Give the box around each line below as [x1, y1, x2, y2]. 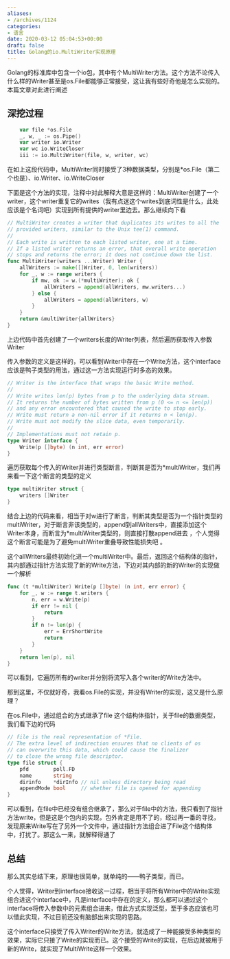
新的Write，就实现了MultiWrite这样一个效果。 [7, 945, 135, 953]
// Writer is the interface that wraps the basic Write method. [7, 380, 195, 386]
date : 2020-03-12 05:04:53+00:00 [7, 36, 103, 43]
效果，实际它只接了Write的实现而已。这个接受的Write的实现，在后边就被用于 [7, 936, 224, 944]
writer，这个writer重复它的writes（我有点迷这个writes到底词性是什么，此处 [7, 197, 219, 205]
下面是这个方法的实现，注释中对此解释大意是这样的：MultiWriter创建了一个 [7, 189, 219, 197]
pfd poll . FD [19, 765, 76, 772]
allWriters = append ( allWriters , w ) [43, 296, 149, 303]
